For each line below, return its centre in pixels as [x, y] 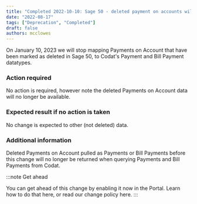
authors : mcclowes [28, 34]
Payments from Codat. [33, 166]
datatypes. [19, 63]
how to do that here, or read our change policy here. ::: [72, 195]
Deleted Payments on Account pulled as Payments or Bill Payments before [96, 153]
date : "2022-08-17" [30, 17]
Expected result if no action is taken [58, 112]
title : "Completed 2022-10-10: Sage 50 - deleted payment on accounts [94, 11]
